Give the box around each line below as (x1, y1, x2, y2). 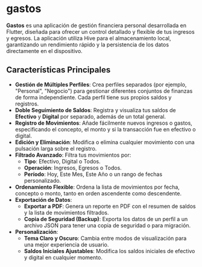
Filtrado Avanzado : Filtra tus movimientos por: (14, 151, 131, 159)
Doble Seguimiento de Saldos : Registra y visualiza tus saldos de (14, 106, 176, 113)
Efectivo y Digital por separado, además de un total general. (14, 113, 166, 120)
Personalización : (14, 228, 58, 235)
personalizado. (24, 177, 62, 184)
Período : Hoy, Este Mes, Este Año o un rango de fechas (24, 171, 163, 178)
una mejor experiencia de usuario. (24, 240, 109, 248)
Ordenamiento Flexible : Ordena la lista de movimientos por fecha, (14, 183, 180, 190)
